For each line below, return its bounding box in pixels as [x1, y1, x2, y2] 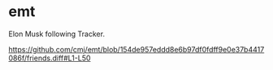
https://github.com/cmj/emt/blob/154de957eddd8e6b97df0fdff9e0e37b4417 [8, 44, 265, 54]
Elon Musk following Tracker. [8, 29, 106, 39]
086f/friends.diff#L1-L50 [8, 53, 91, 63]
